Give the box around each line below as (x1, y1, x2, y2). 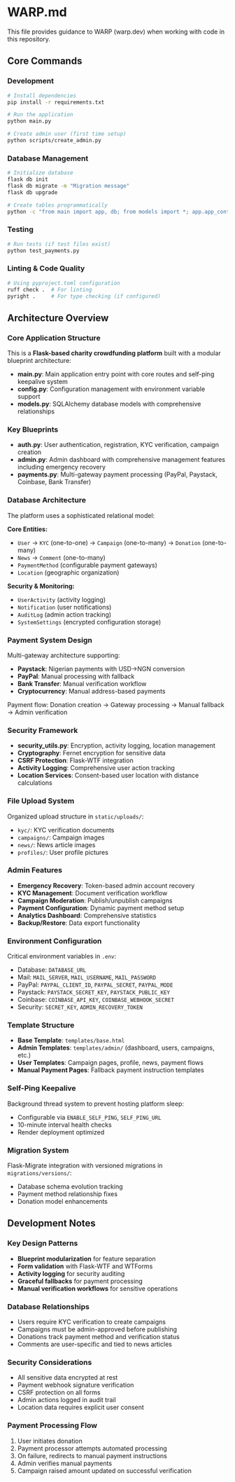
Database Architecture (7, 495, 86, 505)
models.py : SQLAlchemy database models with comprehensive (17, 400, 201, 409)
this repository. (7, 34, 51, 43)
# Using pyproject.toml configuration (7, 280, 120, 287)
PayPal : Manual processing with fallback (17, 672, 135, 680)
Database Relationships (7, 1301, 90, 1311)
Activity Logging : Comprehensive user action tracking (17, 764, 175, 772)
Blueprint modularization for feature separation (17, 1254, 156, 1263)
